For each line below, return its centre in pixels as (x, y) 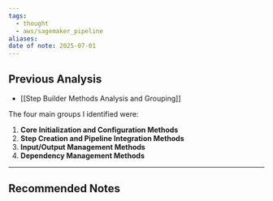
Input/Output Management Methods (83, 147)
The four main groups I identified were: (74, 113)
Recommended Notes (64, 188)
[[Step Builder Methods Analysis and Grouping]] (100, 98)
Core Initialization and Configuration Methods (99, 130)
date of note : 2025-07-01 (52, 46)
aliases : (23, 38)
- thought (32, 24)
